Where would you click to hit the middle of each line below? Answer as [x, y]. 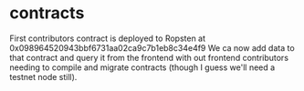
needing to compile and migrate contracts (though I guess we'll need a [142, 67]
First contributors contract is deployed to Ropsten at [108, 38]
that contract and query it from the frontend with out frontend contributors [149, 57]
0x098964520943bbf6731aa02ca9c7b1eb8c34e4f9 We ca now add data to [152, 47]
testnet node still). [43, 76]
